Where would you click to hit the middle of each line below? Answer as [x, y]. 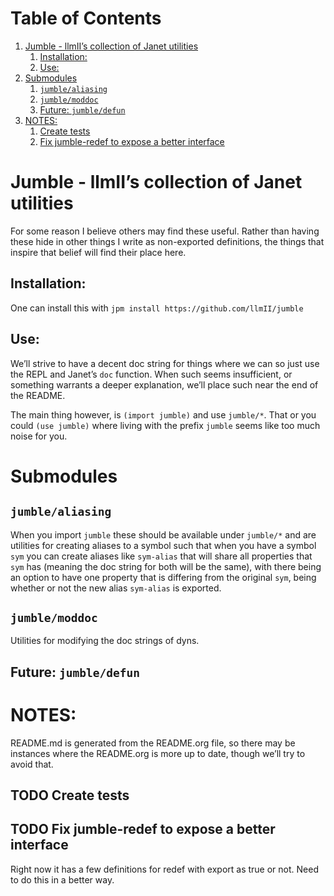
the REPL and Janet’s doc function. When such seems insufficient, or [151, 374]
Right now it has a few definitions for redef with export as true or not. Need [164, 869]
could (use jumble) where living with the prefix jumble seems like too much [165, 425]
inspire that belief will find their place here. [98, 252]
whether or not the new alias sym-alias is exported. [116, 588]
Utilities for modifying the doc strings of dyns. [105, 641]
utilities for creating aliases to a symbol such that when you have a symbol [163, 545]
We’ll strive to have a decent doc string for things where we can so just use [165, 363]
